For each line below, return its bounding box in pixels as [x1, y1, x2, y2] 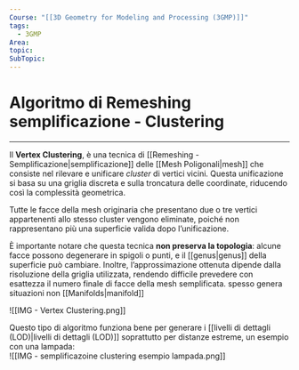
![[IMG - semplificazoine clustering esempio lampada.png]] [9, 350, 226, 361]
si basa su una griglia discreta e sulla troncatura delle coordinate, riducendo [9, 177, 287, 188]
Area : [9, 37, 29, 47]
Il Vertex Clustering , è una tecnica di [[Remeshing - [9, 149, 200, 160]
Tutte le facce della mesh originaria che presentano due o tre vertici [9, 204, 258, 214]
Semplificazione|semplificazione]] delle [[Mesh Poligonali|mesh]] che [9, 158, 264, 169]
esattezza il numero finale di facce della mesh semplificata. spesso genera [9, 277, 283, 289]
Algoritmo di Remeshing [9, 92, 191, 113]
